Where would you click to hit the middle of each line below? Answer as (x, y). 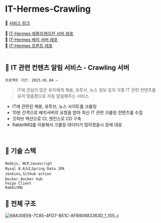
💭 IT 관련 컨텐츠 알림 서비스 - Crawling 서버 (67, 68)
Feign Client (18, 183)
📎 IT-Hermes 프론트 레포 (29, 45)
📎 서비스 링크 (18, 23)
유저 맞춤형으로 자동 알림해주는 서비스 (53, 96)
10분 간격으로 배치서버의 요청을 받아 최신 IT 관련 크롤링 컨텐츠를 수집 (77, 112)
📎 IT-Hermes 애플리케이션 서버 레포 (39, 33)
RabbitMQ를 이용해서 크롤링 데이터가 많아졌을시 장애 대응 (67, 124)
